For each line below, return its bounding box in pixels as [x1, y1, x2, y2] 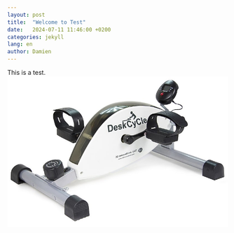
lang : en [7, 41, 33, 48]
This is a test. [7, 69, 46, 76]
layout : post [7, 11, 46, 18]
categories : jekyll [7, 34, 64, 41]
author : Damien [7, 48, 52, 55]
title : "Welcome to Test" [7, 18, 86, 26]
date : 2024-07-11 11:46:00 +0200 [7, 26, 111, 33]
